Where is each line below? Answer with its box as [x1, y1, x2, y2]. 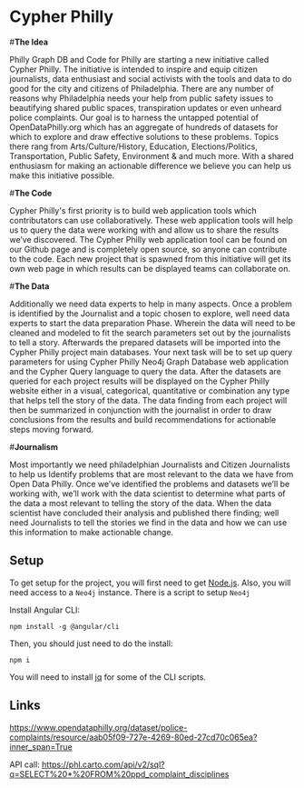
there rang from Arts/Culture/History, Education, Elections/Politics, [9, 141, 259, 152]
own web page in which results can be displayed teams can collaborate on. [9, 263, 291, 274]
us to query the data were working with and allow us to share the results [9, 224, 279, 235]
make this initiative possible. [9, 170, 115, 181]
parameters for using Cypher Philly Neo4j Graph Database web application [9, 356, 289, 367]
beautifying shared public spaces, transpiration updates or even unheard [9, 102, 282, 113]
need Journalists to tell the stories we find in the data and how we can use [9, 516, 288, 528]
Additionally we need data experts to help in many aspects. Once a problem [9, 298, 292, 309]
